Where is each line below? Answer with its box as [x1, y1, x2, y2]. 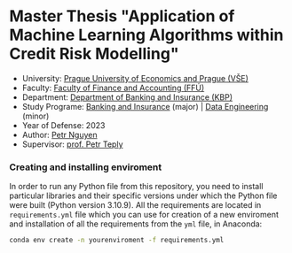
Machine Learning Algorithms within [9, 25, 284, 45]
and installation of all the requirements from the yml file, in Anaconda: [9, 218, 263, 229]
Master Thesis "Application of [9, 6, 235, 27]
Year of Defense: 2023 [21, 119, 106, 130]
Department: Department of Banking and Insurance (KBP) [21, 91, 233, 103]
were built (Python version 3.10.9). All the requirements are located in [9, 200, 262, 211]
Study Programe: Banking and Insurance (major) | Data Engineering [21, 101, 269, 111]
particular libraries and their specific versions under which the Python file [9, 190, 278, 201]
